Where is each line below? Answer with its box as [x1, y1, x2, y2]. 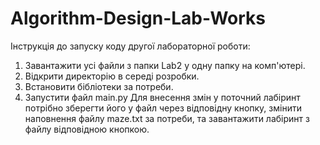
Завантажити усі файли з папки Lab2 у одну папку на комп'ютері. [24, 59, 306, 71]
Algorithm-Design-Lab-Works [10, 7, 267, 30]
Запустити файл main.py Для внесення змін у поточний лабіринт [24, 91, 301, 103]
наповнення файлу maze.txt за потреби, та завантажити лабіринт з [24, 112, 310, 124]
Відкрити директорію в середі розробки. [24, 70, 200, 82]
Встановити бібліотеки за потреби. [24, 80, 174, 92]
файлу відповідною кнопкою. [24, 123, 150, 135]
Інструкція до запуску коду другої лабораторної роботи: [10, 40, 251, 52]
